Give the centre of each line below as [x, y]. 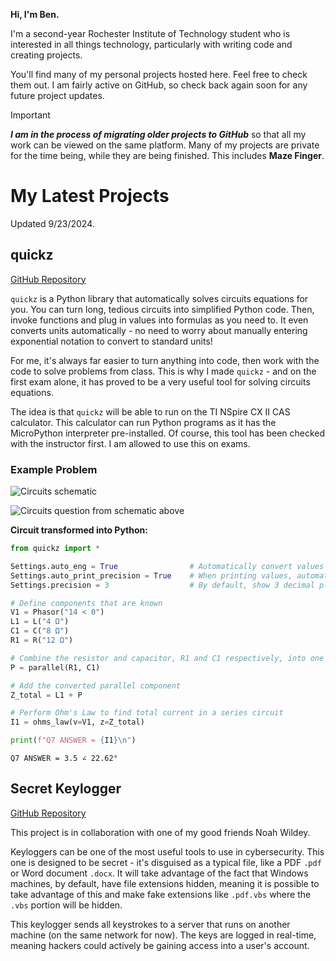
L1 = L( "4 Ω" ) [40, 622]
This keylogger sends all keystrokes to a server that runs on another [150, 924]
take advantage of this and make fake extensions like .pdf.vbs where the [161, 894]
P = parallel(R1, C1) [55, 667]
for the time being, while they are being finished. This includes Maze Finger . [167, 155]
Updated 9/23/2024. [52, 223]
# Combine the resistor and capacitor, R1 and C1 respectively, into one [167, 658]
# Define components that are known [86, 603]
